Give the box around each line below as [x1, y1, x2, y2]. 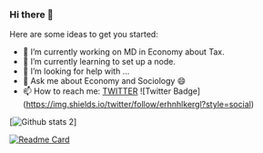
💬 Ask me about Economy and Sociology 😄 [22, 76, 187, 87]
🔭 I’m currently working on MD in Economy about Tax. [22, 46, 225, 57]
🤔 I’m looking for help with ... [22, 66, 130, 76]
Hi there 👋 [9, 8, 55, 21]
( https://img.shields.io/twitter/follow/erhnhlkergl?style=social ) [22, 99, 255, 110]
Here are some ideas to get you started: [9, 29, 159, 40]
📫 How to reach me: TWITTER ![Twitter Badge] [22, 86, 201, 97]
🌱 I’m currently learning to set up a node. [22, 56, 176, 67]
